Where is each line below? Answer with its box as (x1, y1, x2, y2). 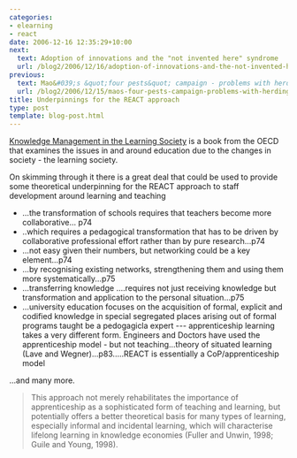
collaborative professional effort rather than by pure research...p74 (21, 236, 265, 247)
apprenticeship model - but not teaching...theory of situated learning (21, 340, 272, 350)
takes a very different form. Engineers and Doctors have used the (21, 330, 261, 340)
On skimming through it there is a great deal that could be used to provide (9, 172, 278, 182)
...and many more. (9, 375, 75, 385)
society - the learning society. (9, 155, 118, 165)
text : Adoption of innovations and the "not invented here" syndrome (17, 54, 278, 63)
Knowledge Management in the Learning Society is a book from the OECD (9, 136, 279, 147)
